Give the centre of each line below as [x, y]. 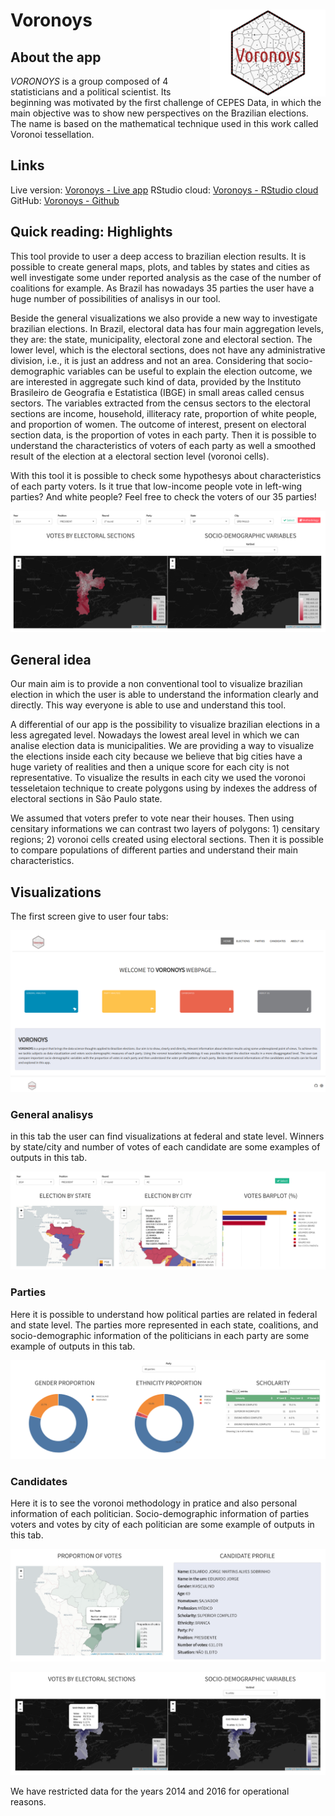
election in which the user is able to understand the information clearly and [164, 695]
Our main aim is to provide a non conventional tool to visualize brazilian [156, 684]
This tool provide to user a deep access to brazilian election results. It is [158, 256]
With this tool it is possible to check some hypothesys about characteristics [166, 475]
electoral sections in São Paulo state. [86, 799]
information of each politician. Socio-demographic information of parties [160, 1514]
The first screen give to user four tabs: [89, 916]
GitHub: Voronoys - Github [65, 200]
